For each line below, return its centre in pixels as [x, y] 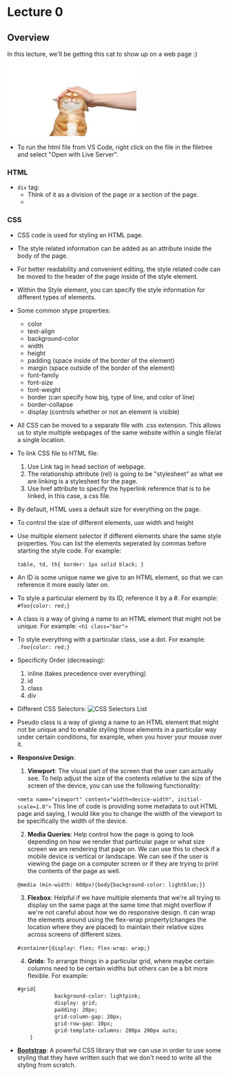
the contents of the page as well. [74, 870]
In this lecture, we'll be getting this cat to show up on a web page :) [102, 54]
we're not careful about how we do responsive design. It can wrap [121, 912]
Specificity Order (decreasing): [61, 660]
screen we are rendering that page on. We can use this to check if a [124, 848]
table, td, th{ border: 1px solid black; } [81, 564]
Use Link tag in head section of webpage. [86, 466]
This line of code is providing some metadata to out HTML [135, 806]
